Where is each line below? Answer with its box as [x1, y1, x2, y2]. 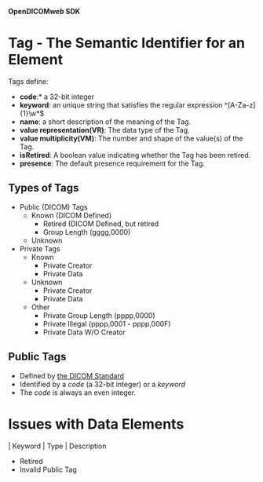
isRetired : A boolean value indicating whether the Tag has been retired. [19, 150, 251, 159]
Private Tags [19, 243, 60, 254]
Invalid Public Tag [19, 465, 77, 474]
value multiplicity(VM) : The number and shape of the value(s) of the [19, 133, 243, 143]
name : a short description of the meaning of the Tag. [19, 117, 191, 126]
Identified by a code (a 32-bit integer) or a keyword [19, 379, 186, 389]
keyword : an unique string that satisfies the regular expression [19, 100, 223, 109]
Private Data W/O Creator [42, 327, 126, 337]
